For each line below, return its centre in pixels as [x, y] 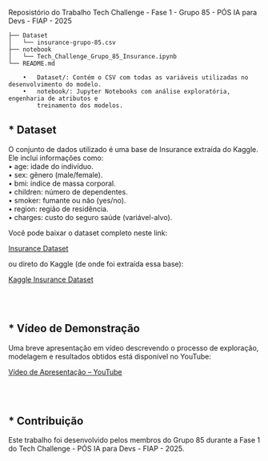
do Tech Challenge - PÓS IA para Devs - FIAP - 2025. [96, 449]
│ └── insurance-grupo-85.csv [62, 42]
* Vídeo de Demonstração [74, 329]
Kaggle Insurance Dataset [51, 279]
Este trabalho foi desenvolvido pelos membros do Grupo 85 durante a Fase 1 [134, 440]
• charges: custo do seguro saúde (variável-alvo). [90, 217]
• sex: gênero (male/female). [56, 174]
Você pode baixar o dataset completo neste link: [88, 233]
